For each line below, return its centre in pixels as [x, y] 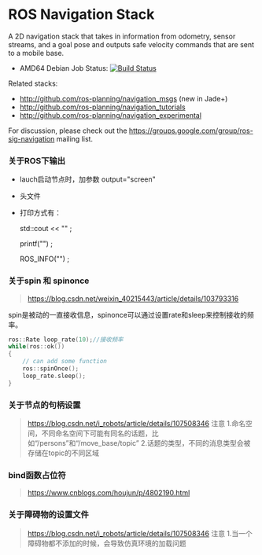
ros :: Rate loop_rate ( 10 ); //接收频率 [66, 340]
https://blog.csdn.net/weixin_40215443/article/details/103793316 [133, 298]
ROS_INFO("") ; [44, 259]
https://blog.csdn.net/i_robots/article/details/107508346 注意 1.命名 [137, 423]
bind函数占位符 [37, 475]
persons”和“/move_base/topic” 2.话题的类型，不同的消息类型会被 [145, 443]
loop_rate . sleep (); [54, 376]
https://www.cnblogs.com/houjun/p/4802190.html [109, 493]
